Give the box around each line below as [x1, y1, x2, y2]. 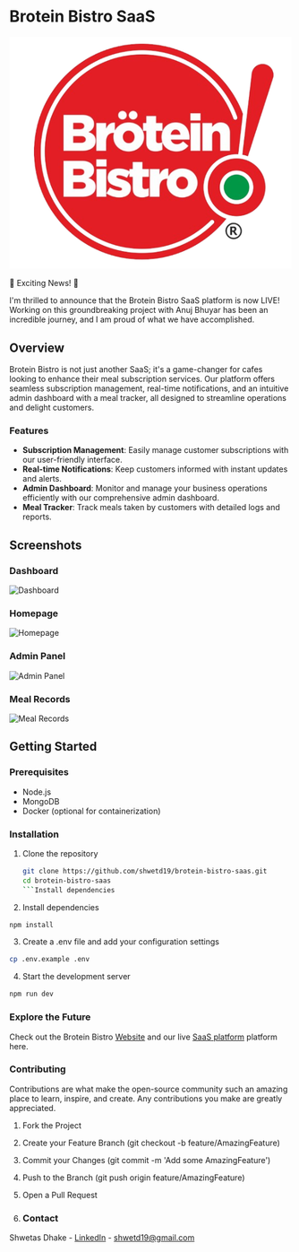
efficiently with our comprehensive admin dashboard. [21, 492, 219, 503]
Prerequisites [9, 766, 69, 778]
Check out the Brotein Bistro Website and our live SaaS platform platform [9, 1031, 278, 1042]
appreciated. [9, 1102, 56, 1113]
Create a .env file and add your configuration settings [21, 936, 219, 947]
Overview [9, 340, 65, 355]
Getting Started [9, 739, 98, 754]
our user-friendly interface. [21, 455, 123, 465]
